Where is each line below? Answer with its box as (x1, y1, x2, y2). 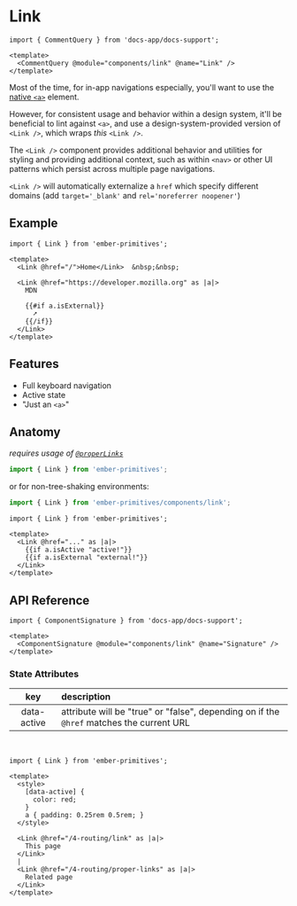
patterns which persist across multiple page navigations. (9, 163, 216, 174)
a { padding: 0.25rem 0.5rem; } (25, 811, 144, 820)
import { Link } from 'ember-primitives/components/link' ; (9, 498, 232, 507)
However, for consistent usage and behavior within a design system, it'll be (9, 108, 283, 119)
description (61, 691, 111, 703)
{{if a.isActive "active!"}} (25, 545, 133, 555)
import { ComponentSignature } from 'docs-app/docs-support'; (9, 616, 243, 625)
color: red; (32, 795, 77, 804)
